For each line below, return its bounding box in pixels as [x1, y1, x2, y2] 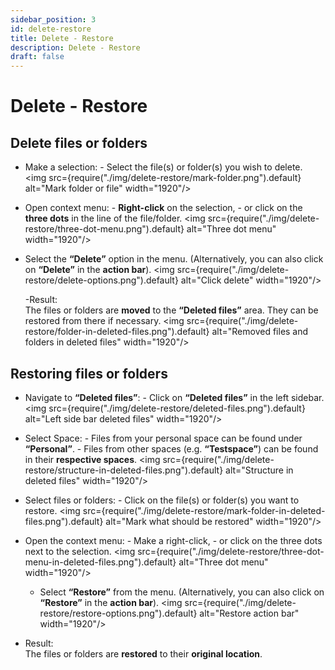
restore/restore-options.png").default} [39, 607, 198, 619]
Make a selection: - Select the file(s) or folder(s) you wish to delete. [24, 161, 303, 173]
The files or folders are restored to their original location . [24, 647, 263, 660]
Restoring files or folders [10, 365, 168, 382]
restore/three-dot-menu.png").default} [24, 223, 185, 235]
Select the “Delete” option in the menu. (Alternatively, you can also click [24, 253, 324, 265]
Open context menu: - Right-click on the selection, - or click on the [24, 202, 303, 214]
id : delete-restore [10, 24, 92, 34]
